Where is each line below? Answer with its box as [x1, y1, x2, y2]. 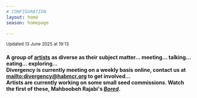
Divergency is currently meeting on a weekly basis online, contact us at [6, 66, 186, 73]
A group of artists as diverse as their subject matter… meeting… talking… [6, 53, 192, 61]
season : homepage [6, 20, 49, 26]
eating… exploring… [6, 60, 58, 67]
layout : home [6, 14, 39, 20]
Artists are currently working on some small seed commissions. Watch [6, 78, 185, 86]
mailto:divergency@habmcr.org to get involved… [6, 72, 131, 80]
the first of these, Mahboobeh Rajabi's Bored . [6, 85, 121, 92]
